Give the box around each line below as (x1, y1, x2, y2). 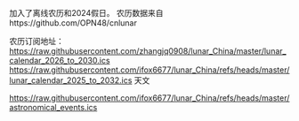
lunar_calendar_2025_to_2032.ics (9, 75, 133, 86)
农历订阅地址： (9, 36, 64, 46)
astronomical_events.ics (9, 102, 98, 112)
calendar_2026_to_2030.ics (9, 56, 110, 65)
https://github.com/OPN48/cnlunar (9, 18, 138, 28)
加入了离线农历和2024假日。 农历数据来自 (9, 8, 164, 18)
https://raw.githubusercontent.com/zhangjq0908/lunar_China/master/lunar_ (9, 46, 287, 56)
